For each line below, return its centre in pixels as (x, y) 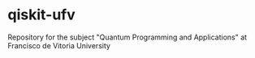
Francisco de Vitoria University (59, 45)
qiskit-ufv (41, 15)
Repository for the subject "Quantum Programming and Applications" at (127, 37)
